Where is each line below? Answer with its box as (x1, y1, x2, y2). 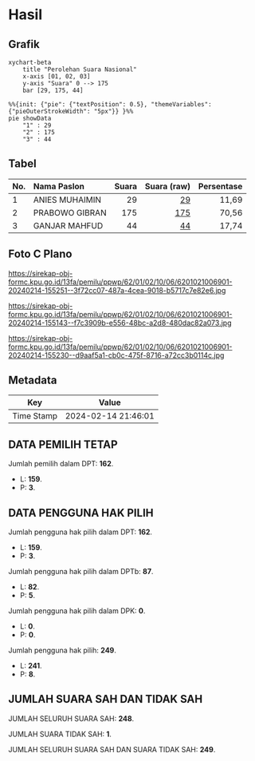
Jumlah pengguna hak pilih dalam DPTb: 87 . (8, 567, 154, 577)
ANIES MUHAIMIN (33, 194, 102, 205)
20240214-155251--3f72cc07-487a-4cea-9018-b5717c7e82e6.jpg (8, 285, 226, 295)
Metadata (8, 374, 57, 387)
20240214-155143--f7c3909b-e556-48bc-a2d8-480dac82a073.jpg (8, 318, 232, 327)
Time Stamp (12, 410, 58, 422)
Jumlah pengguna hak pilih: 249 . (8, 645, 117, 656)
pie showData (8, 114, 52, 122)
